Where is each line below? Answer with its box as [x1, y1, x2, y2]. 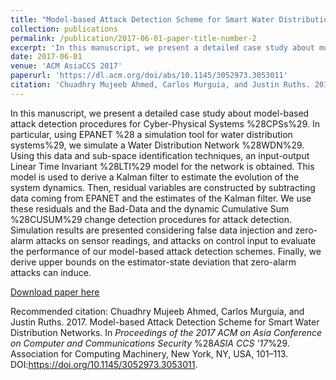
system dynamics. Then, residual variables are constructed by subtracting [10, 181, 316, 193]
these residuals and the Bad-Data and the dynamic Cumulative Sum [10, 202, 290, 215]
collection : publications [10, 24, 118, 34]
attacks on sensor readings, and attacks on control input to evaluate [35, 234, 317, 246]
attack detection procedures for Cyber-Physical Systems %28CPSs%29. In [10, 117, 320, 130]
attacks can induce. [10, 266, 92, 278]
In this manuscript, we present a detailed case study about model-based [10, 107, 310, 119]
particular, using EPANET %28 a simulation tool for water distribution [10, 128, 293, 140]
